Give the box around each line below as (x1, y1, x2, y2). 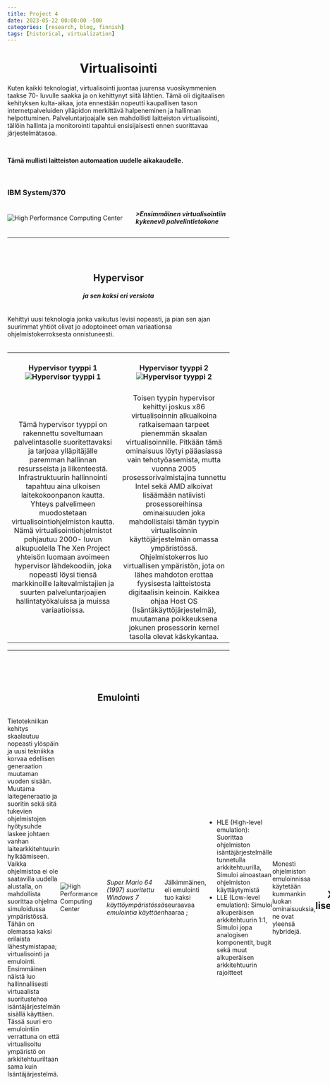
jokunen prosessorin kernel (128, 623, 220, 633)
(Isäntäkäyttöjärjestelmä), (131, 605, 216, 615)
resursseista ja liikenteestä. (18, 464, 108, 474)
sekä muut (216, 946, 248, 954)
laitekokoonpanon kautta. (20, 490, 105, 500)
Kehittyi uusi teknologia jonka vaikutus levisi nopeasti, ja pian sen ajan (7, 315, 211, 324)
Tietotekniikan (7, 717, 49, 725)
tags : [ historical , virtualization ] (7, 30, 115, 37)
